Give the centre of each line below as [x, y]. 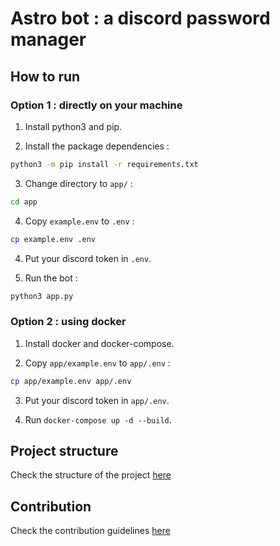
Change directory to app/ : [78, 183]
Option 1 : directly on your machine [96, 105]
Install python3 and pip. [73, 126]
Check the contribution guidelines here [90, 531]
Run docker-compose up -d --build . [98, 419]
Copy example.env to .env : [79, 221]
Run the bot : [51, 278]
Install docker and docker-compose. [99, 343]
